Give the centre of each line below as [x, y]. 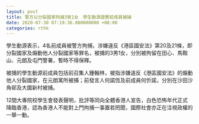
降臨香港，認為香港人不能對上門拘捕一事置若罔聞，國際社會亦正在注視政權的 [99, 107]
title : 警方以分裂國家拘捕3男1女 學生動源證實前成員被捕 [69, 17]
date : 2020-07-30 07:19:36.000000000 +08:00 [62, 22]
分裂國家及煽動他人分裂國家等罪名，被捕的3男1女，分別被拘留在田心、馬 [94, 53]
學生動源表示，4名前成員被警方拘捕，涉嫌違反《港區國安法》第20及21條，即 [99, 45]
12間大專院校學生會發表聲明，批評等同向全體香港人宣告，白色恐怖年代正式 [97, 100]
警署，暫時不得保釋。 [68, 60]
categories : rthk [28, 28]
